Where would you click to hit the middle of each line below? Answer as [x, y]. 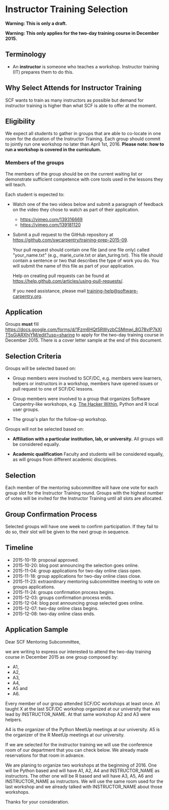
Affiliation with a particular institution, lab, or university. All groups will [88, 439]
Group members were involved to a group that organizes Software [81, 399]
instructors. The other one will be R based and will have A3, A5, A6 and [79, 776]
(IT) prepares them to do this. [43, 72]
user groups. [26, 410]
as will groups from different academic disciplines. [65, 459]
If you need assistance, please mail [49, 291]
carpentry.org [27, 296]
